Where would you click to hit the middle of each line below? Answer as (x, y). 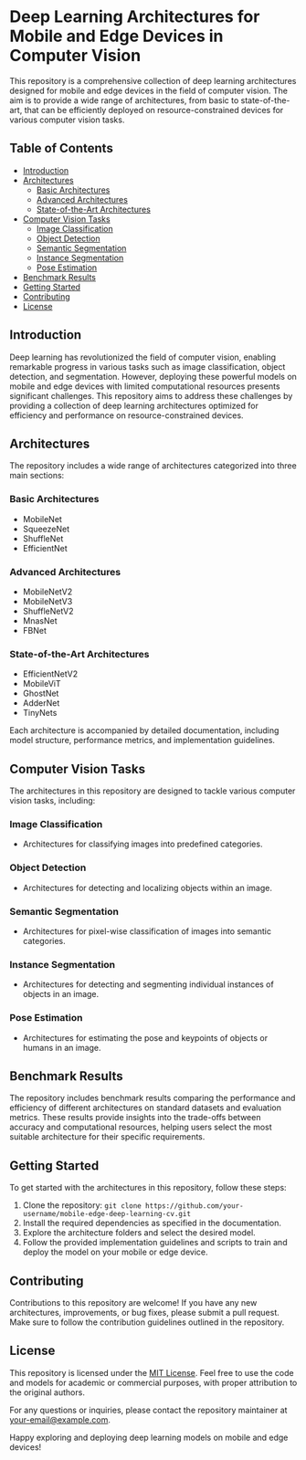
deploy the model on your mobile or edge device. (115, 1252)
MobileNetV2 (47, 592)
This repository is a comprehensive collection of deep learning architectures (153, 80)
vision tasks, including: (53, 801)
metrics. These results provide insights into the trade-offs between (135, 1118)
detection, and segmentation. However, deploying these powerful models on (153, 376)
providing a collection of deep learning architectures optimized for (134, 405)
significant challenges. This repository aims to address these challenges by (151, 395)
